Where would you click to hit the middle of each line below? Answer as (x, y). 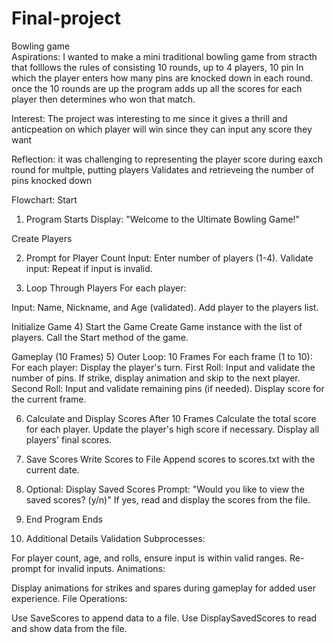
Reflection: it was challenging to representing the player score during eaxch (167, 159)
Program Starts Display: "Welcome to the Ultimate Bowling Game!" (163, 219)
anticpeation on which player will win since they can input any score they (162, 129)
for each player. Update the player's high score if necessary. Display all (172, 429)
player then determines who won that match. (103, 99)
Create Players (42, 238)
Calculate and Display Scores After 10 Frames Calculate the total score (171, 418)
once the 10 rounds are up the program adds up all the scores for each (157, 88)
